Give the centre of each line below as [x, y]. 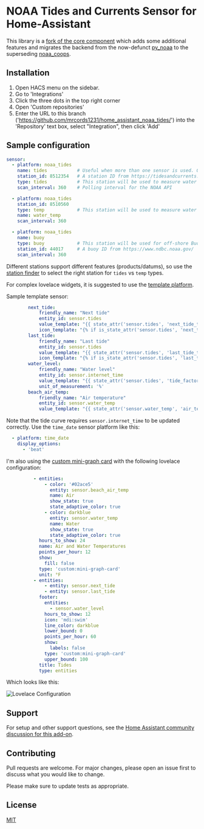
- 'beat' [33, 449]
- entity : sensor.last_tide [80, 592]
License [22, 805]
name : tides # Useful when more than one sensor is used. [106, 171]
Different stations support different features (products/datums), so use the [99, 266]
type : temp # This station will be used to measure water [107, 210]
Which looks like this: [33, 682]
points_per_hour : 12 [65, 552]
